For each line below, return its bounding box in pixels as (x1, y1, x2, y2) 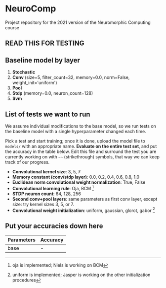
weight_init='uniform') (12, 80, 58, 86)
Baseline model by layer (5, 56, 81, 65)
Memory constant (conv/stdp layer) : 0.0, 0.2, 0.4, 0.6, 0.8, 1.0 (12, 174, 140, 180)
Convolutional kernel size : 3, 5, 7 (12, 168, 81, 174)
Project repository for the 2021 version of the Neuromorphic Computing (5, 19, 151, 25)
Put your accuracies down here (5, 221, 103, 230)
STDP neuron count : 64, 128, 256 (12, 191, 82, 197)
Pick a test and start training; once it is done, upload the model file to (5, 138, 146, 144)
